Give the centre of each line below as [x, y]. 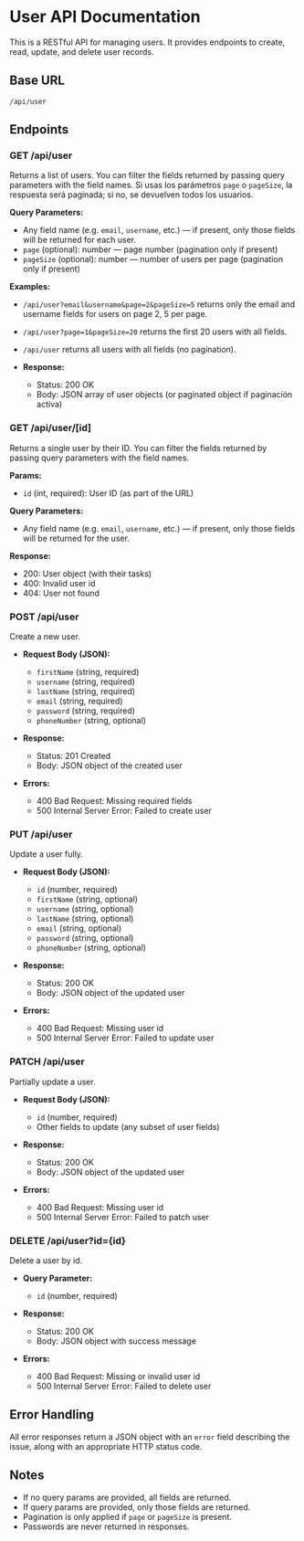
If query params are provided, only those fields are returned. [136, 1507]
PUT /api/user [41, 834]
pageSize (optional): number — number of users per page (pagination [152, 259]
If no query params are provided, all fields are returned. [127, 1497]
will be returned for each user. [79, 240]
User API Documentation [105, 17]
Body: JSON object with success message [116, 1341]
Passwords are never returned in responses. [106, 1526]
